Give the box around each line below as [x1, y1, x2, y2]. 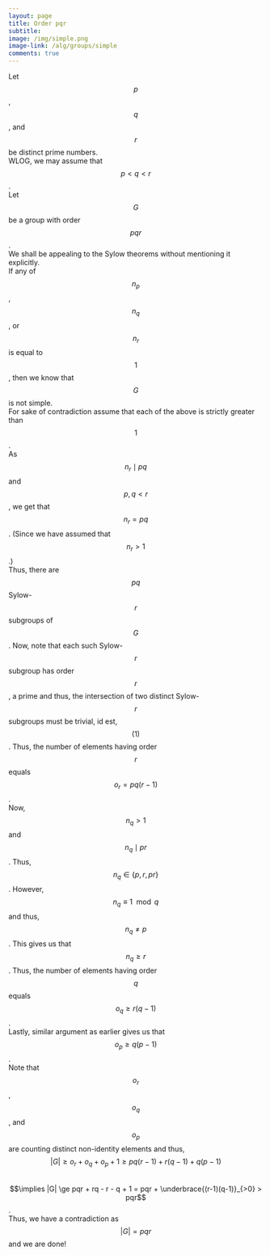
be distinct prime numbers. [8, 147, 99, 157]
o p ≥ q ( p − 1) [114, 1040, 158, 1051]
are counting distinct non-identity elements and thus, [8, 1144, 185, 1154]
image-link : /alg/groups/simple [8, 42, 117, 50]
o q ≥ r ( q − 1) [115, 1004, 157, 1016]
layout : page [8, 11, 53, 20]
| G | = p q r [120, 1227, 152, 1236]
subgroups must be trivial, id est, [8, 716, 118, 726]
